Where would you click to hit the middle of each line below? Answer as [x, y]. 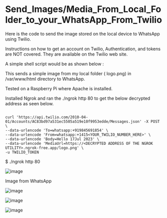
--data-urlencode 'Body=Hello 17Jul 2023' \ [52, 139]
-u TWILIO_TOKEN [22, 152]
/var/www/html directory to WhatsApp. [45, 79]
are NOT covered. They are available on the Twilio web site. [66, 54]
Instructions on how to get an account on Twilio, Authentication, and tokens [83, 49]
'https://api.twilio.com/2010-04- [52, 117]
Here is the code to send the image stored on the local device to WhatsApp [82, 34]
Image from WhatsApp [28, 181]
